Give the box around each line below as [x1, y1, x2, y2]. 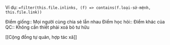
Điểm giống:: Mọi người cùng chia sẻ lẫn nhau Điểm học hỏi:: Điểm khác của [5, 19, 165, 25]
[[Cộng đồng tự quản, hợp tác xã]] [5, 34, 77, 40]
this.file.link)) [5, 10, 42, 15]
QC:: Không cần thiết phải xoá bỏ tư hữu [5, 24, 90, 30]
